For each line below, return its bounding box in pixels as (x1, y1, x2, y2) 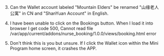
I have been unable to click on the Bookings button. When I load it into (9, 20, 153, 26)
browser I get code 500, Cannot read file (9, 26, 93, 31)
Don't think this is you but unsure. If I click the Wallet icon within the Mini (9, 40, 159, 46)
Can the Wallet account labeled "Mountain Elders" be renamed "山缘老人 (9, 4, 159, 10)
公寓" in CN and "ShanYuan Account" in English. (9, 10, 109, 16)
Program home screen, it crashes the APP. (9, 46, 97, 51)
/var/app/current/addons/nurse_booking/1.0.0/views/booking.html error (9, 31, 157, 36)
